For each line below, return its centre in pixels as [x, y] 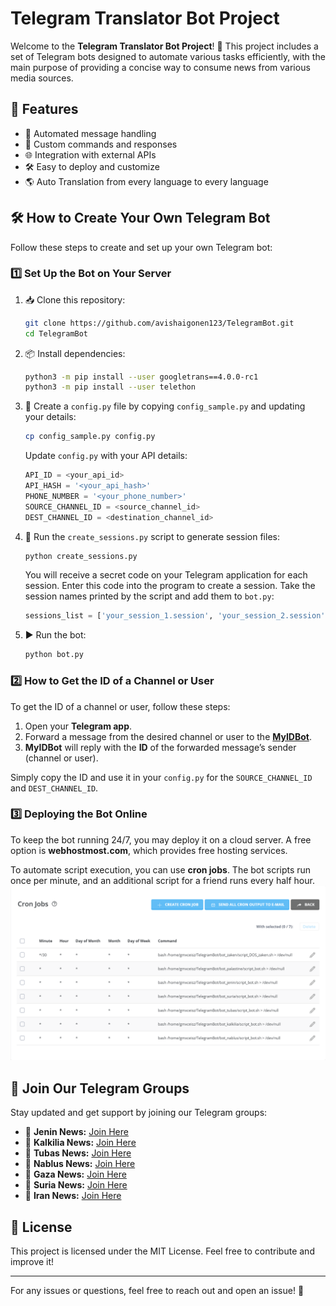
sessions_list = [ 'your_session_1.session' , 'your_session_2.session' [175, 616]
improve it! [32, 1262]
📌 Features [44, 109]
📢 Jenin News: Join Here [76, 1132]
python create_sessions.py [81, 556]
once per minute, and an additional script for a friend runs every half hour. [162, 880]
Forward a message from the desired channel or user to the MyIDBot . [168, 736]
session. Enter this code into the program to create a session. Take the [170, 586]
